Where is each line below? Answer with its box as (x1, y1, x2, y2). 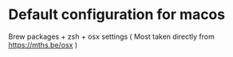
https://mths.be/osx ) (8, 40, 78, 49)
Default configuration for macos (8, 6, 226, 24)
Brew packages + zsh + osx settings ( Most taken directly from (8, 32, 215, 41)
